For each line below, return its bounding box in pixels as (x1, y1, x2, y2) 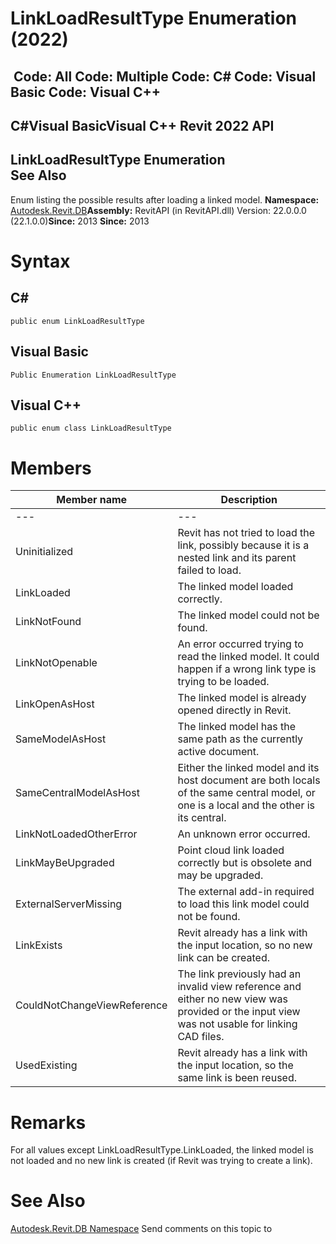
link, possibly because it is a (177, 538, 310, 552)
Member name (56, 493, 128, 507)
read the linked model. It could (177, 650, 320, 664)
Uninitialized (15, 545, 74, 559)
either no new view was (177, 992, 289, 1006)
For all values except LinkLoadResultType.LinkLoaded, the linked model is (10, 1144, 314, 1156)
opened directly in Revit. (177, 703, 292, 717)
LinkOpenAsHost (15, 697, 95, 711)
